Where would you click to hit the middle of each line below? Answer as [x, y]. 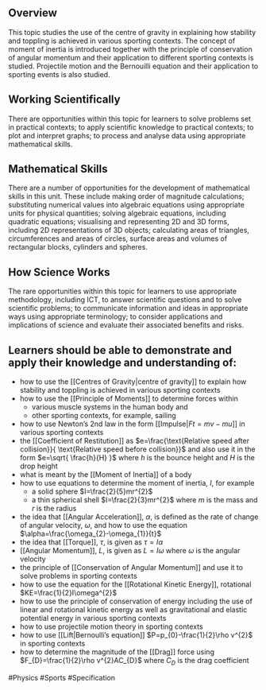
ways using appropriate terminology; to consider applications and [116, 316]
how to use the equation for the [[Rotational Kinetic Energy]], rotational [135, 584]
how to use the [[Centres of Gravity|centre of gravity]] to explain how [133, 382]
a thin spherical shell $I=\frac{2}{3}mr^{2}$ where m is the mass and [145, 500]
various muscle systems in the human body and [110, 407]
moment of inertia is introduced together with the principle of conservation [130, 49]
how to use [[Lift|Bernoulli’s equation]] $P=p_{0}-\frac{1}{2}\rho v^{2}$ [136, 635]
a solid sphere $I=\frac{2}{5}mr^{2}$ [92, 491]
